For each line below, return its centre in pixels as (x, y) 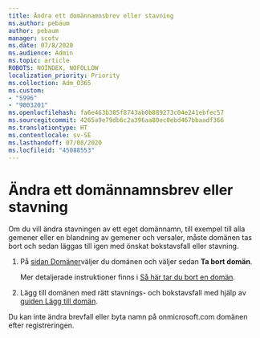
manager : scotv (34, 38)
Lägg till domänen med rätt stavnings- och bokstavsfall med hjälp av (133, 293)
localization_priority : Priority (64, 75)
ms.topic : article (39, 61)
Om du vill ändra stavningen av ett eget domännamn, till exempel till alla (127, 229)
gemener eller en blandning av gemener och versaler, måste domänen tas (130, 238)
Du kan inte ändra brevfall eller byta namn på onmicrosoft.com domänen (128, 317)
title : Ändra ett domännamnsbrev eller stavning (91, 16)
